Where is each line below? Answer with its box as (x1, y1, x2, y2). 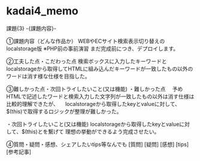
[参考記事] (6, 148, 32, 155)
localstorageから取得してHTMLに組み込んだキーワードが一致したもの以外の (6, 65, 193, 72)
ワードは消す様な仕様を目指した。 (6, 72, 90, 80)
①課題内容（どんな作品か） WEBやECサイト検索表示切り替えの (6, 37, 165, 44)
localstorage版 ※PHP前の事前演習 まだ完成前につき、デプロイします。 (6, 45, 179, 52)
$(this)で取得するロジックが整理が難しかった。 (6, 108, 122, 115)
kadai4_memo (6, 4, 79, 18)
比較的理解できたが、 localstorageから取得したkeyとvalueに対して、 (6, 100, 181, 107)
